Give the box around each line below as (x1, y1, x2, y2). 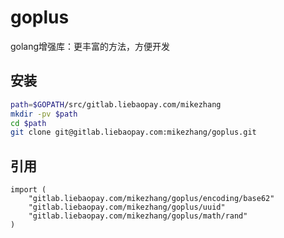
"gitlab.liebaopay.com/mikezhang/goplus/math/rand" (28, 211, 248, 221)
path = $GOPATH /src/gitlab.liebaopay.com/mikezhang (10, 99, 222, 110)
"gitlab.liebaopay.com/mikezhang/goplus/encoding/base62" (28, 194, 275, 204)
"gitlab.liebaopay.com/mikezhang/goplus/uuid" (28, 202, 226, 213)
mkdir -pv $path (10, 109, 78, 119)
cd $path (10, 118, 47, 128)
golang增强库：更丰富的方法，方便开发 (10, 40, 171, 52)
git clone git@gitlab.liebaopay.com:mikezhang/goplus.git (10, 127, 257, 138)
